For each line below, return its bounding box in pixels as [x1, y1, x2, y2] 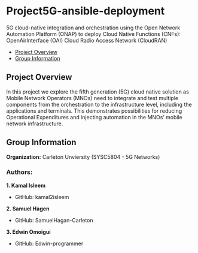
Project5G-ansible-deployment [6, 4, 165, 18]
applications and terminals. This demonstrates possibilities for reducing [6, 107, 182, 115]
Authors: [6, 168, 33, 176]
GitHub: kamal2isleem [14, 193, 69, 200]
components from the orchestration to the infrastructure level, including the [6, 101, 193, 108]
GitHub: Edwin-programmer [14, 240, 84, 247]
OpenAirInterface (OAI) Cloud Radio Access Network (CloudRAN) [6, 37, 167, 44]
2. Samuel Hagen [6, 205, 50, 212]
